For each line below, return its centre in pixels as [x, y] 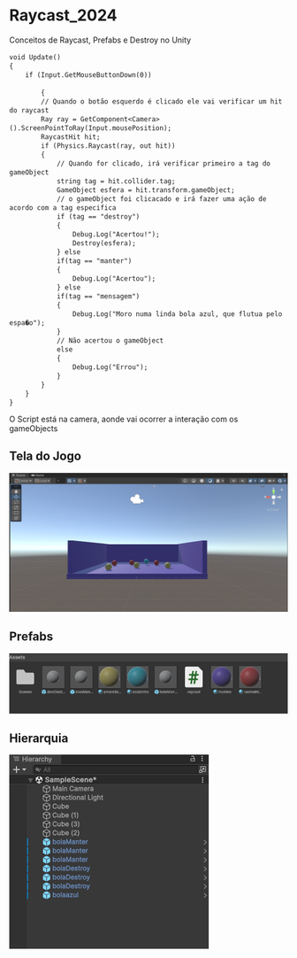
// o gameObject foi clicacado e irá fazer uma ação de [161, 199]
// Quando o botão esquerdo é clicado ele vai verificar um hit [162, 101]
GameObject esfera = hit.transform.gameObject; [146, 190]
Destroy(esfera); [104, 243]
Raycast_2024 [63, 15]
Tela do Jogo [46, 456]
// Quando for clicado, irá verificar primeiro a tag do [164, 163]
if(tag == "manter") [94, 261]
